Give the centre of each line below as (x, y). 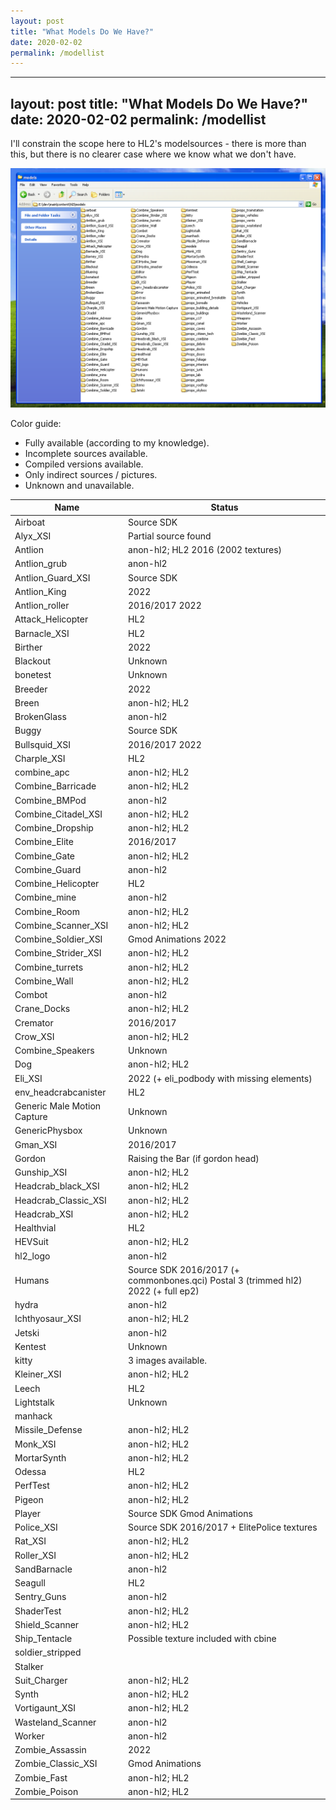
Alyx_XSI (33, 536)
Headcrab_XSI (44, 1214)
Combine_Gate (45, 856)
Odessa (30, 1472)
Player (28, 1513)
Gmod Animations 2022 (177, 939)
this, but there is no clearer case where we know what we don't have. (153, 154)
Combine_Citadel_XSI (58, 814)
